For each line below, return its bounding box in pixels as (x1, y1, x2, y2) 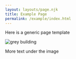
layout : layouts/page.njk (5, 7, 58, 12)
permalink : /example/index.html (5, 16, 71, 21)
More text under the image (5, 48, 59, 54)
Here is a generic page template (5, 30, 70, 36)
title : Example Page (5, 12, 48, 17)
